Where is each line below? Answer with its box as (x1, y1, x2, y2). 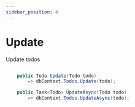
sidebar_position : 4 (6, 9, 59, 15)
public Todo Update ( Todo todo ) (17, 73, 97, 79)
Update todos (6, 56, 40, 63)
